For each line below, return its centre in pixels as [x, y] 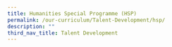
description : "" [31, 26]
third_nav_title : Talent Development [63, 33]
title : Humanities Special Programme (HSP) [72, 13]
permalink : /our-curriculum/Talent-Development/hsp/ [86, 20]
